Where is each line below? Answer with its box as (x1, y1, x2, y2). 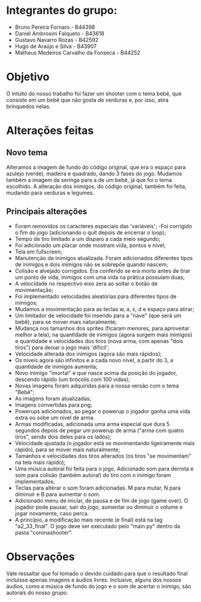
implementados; (14, 478, 55, 485)
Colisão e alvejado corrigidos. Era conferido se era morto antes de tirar (14, 267, 191, 274)
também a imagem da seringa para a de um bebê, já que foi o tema (6, 176, 172, 183)
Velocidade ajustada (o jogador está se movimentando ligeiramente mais (14, 439, 195, 446)
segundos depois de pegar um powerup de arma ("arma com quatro (14, 427, 184, 434)
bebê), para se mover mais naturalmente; (14, 318, 117, 325)
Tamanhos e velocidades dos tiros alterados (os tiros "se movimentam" (14, 452, 192, 460)
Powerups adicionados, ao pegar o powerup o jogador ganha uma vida (14, 407, 191, 415)
